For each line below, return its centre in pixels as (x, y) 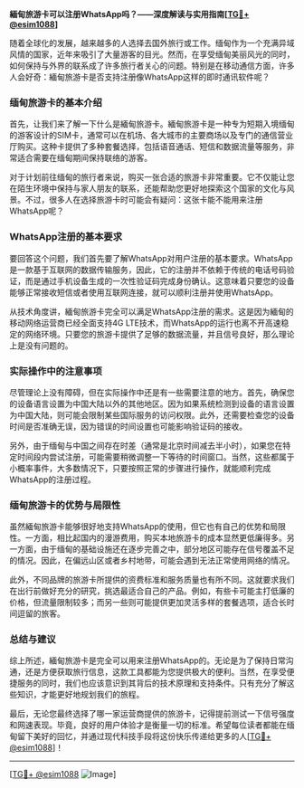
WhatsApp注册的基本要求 (66, 237)
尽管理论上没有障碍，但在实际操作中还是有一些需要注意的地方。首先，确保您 (152, 392)
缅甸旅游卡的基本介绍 (56, 102)
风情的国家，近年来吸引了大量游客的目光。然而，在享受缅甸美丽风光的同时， (152, 54)
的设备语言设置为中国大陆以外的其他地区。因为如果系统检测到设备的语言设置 (152, 403)
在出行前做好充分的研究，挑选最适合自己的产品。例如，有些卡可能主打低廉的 (152, 591)
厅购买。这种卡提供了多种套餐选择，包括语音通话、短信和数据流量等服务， (148, 147)
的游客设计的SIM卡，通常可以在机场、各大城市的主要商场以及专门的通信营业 (152, 136)
